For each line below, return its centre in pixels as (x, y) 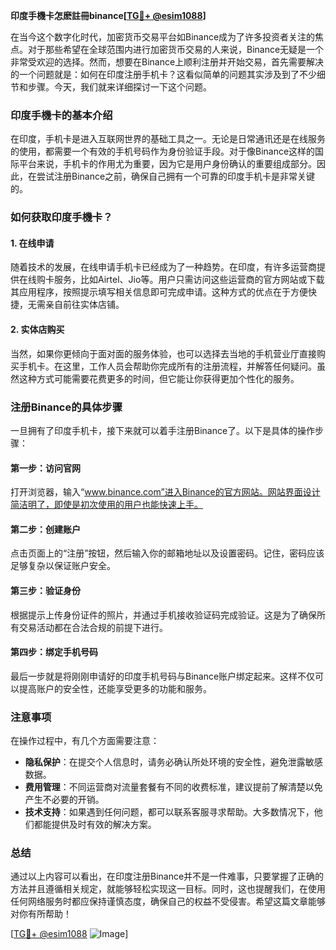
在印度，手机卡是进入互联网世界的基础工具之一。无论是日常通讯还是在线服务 (168, 139)
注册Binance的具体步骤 (66, 407)
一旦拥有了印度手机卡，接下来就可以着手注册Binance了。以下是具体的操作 (163, 430)
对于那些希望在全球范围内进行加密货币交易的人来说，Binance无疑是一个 (176, 49)
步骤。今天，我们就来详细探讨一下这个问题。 (119, 87)
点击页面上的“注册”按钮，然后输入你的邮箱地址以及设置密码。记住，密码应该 (167, 553)
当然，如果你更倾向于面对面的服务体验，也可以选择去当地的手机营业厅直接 (163, 353)
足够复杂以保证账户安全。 (63, 566)
